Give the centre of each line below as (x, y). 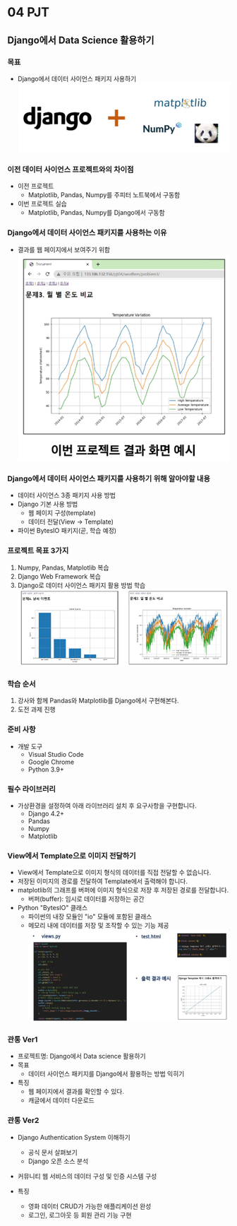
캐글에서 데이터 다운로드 (61, 1100)
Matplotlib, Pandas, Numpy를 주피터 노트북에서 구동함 (104, 195)
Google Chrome (51, 762)
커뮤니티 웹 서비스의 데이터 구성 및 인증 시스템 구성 (87, 1176)
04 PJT (28, 12)
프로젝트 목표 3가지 (38, 550)
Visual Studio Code (56, 754)
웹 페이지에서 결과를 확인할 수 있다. (76, 1092)
